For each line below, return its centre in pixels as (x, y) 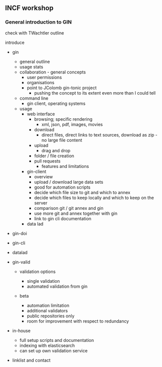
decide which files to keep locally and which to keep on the (94, 198)
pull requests (47, 161)
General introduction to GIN (39, 22)
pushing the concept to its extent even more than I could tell (95, 93)
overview (43, 176)
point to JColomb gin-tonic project (62, 88)
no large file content (62, 140)
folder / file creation (54, 156)
